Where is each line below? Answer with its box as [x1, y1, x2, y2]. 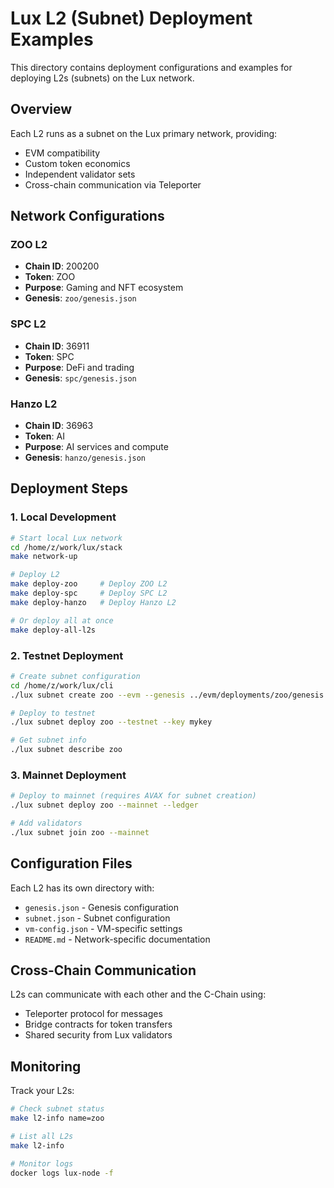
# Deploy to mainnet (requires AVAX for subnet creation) [10, 791, 257, 801]
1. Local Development [10, 510, 117, 524]
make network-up [10, 552, 78, 562]
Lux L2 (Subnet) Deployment [10, 7, 253, 30]
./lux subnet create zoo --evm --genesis [10, 690, 186, 700]
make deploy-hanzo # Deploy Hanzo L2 [10, 597, 177, 607]
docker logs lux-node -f [10, 1168, 114, 1178]
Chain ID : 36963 [24, 420, 94, 432]
